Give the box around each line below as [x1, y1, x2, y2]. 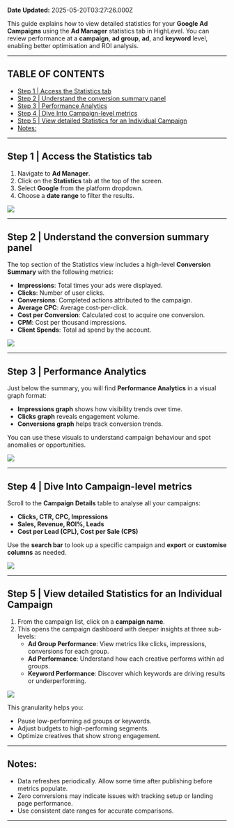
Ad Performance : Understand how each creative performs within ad [27, 654, 224, 663]
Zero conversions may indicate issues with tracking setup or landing [17, 791, 214, 800]
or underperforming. [27, 676, 87, 685]
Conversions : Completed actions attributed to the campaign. [17, 296, 193, 305]
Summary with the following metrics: [7, 268, 114, 276]
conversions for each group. [27, 647, 109, 655]
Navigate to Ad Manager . [17, 169, 91, 177]
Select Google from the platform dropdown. [17, 184, 143, 192]
